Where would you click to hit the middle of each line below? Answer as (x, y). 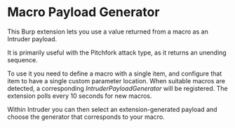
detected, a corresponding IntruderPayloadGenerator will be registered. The (117, 88)
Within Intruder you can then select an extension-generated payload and (112, 109)
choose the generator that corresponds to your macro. (86, 117)
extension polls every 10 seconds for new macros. (80, 96)
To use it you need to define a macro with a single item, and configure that (115, 73)
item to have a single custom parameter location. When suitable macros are (116, 80)
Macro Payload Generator (83, 12)
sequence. (23, 59)
